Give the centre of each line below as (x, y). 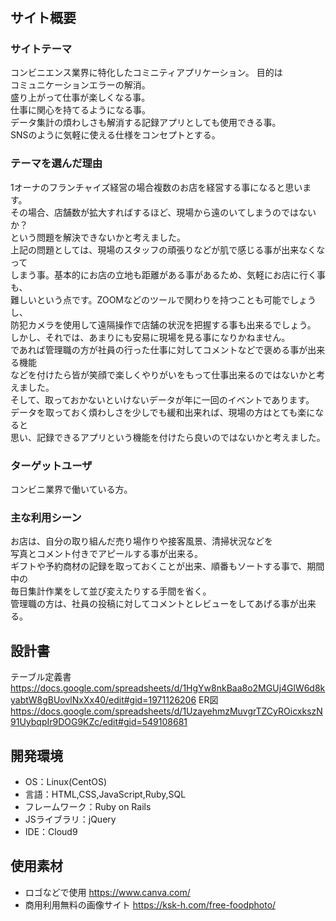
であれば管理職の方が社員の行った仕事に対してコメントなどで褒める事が (159, 349)
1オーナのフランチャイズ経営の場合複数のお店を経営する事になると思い (156, 187)
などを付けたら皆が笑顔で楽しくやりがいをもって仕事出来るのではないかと (163, 374)
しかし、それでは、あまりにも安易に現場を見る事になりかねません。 (150, 337)
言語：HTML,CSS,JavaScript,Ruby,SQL (105, 794)
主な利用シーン (46, 517)
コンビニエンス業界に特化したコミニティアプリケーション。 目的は (146, 73)
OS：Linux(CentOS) (66, 781)
